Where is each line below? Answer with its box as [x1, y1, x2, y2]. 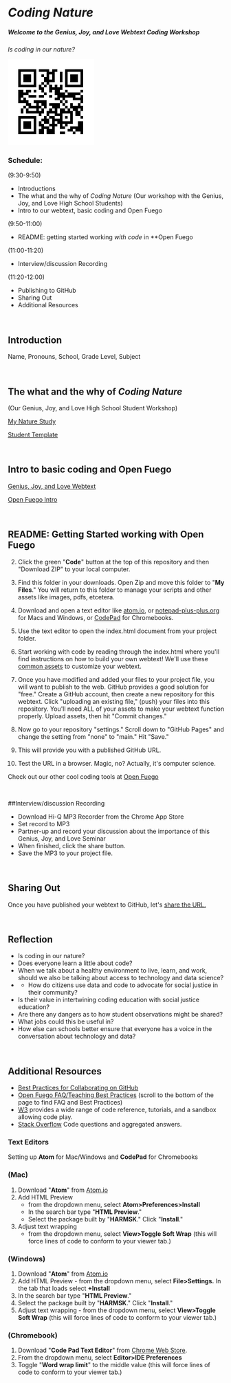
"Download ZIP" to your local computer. [17, 565, 131, 573]
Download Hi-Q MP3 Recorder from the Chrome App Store [17, 812, 184, 821]
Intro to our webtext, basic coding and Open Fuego [17, 206, 163, 214]
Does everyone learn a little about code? [17, 959, 133, 967]
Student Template [8, 431, 58, 439]
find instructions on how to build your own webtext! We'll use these [17, 654, 208, 663]
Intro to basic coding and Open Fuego [8, 464, 172, 476]
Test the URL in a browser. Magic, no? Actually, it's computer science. [17, 759, 216, 767]
